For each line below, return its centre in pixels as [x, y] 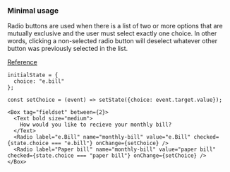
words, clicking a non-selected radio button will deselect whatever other [113, 41]
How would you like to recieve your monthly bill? [96, 125]
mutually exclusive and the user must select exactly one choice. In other [112, 33]
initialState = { [33, 75]
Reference [22, 62]
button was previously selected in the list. [68, 49]
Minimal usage [33, 11]
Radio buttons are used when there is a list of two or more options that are [115, 26]
